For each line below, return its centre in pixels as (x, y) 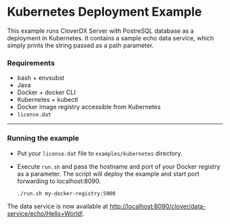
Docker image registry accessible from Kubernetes (89, 107)
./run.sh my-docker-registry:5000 (66, 193)
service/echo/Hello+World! (45, 213)
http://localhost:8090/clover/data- (158, 206)
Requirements (31, 63)
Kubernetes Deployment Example (104, 12)
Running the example (43, 139)
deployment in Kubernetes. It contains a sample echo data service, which (111, 38)
